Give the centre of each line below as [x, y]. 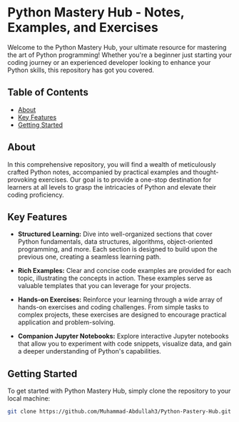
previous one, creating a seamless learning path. [90, 257]
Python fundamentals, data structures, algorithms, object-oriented [115, 242]
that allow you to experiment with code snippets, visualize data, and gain [124, 344]
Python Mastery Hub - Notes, [96, 12]
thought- [206, 172]
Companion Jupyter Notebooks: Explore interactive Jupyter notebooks [123, 336]
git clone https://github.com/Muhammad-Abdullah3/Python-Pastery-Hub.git [119, 412]
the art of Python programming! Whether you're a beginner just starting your [120, 55]
